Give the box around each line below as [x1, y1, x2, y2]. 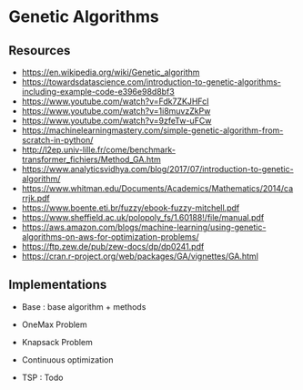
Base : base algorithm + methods [21, 301, 146, 312]
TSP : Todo [21, 372, 64, 383]
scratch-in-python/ [21, 135, 94, 145]
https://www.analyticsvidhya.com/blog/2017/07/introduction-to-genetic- [21, 164, 294, 174]
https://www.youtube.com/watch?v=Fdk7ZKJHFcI [21, 96, 210, 107]
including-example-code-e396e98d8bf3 [21, 87, 175, 97]
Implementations [8, 277, 107, 292]
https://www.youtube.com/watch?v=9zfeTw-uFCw [21, 116, 212, 126]
